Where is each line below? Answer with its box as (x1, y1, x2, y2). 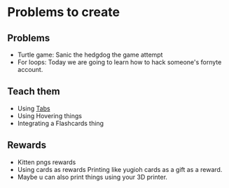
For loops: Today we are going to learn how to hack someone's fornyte (17, 58, 222, 66)
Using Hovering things (17, 111, 83, 120)
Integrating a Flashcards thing (17, 119, 104, 127)
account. (17, 66, 43, 73)
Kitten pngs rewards (17, 158, 76, 166)
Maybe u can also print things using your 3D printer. (17, 173, 168, 181)
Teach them (7, 85, 61, 98)
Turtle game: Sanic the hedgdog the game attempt (17, 50, 163, 59)
